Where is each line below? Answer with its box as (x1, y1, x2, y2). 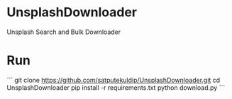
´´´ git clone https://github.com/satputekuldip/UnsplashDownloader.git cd (6, 76, 221, 84)
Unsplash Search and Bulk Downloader (6, 28, 121, 36)
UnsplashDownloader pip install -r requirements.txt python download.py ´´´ (6, 83, 226, 92)
